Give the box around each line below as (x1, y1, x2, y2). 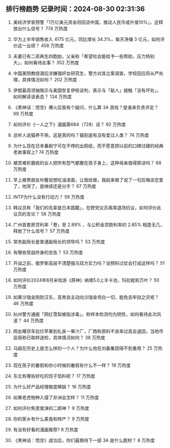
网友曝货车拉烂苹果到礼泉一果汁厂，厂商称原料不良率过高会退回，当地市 (13, 328, 163, 334)
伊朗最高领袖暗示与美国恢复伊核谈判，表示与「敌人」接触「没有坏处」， (13, 87, 161, 93)
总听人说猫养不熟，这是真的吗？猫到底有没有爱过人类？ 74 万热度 (13, 132, 149, 138)
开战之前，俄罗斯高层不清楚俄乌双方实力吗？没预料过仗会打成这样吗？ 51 (13, 260, 165, 266)
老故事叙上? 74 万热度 (13, 149, 59, 155)
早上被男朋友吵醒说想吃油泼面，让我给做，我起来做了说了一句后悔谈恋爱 (13, 177, 163, 183)
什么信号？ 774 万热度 (22, 25, 68, 31)
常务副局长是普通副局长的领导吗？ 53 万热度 (13, 239, 105, 245)
